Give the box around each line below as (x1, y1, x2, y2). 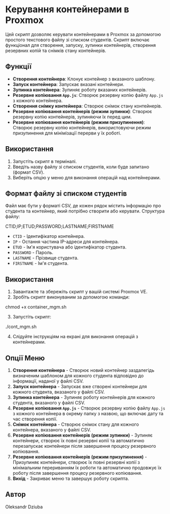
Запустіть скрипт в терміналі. (12, 158, 77, 164)
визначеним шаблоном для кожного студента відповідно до (12, 373, 144, 378)
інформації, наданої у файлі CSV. (12, 378, 84, 384)
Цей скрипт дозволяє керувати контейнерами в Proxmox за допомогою (5, 31, 161, 37)
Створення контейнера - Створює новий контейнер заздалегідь (12, 367, 155, 373)
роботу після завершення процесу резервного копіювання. (12, 470, 143, 476)
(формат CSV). (12, 169, 45, 175)
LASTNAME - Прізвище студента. (12, 255, 79, 261)
